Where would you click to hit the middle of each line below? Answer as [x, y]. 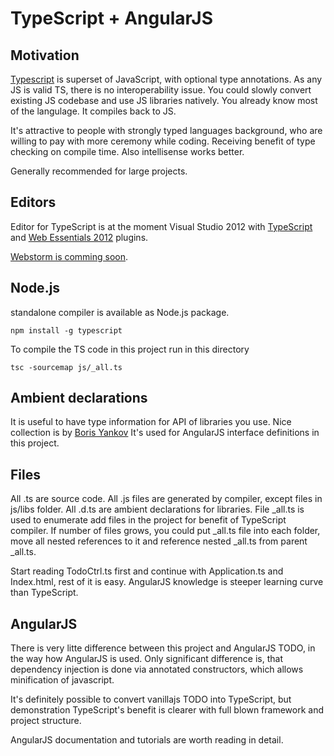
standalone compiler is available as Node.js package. [120, 312]
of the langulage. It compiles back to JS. [93, 111]
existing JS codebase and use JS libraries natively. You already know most [164, 100]
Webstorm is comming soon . [69, 256]
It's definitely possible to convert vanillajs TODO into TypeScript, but [151, 699]
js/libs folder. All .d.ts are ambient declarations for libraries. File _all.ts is [157, 509]
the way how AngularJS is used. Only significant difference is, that [146, 659]
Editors [33, 202]
